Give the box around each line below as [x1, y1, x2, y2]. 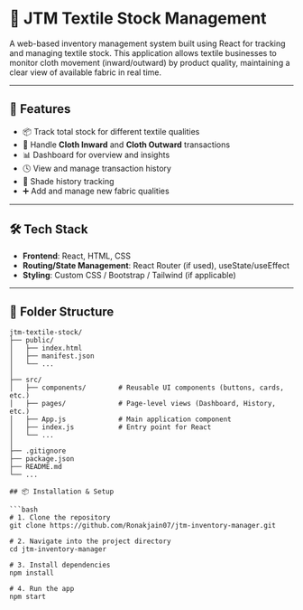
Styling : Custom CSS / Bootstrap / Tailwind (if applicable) [22, 269, 236, 280]
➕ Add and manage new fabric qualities [22, 185, 170, 196]
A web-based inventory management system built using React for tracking [9, 38, 286, 49]
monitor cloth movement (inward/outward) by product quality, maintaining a [9, 57, 290, 68]
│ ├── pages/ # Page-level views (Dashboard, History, [9, 399, 277, 408]
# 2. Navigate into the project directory [9, 537, 171, 546]
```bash [9, 505, 39, 514]
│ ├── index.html [9, 343, 83, 353]
